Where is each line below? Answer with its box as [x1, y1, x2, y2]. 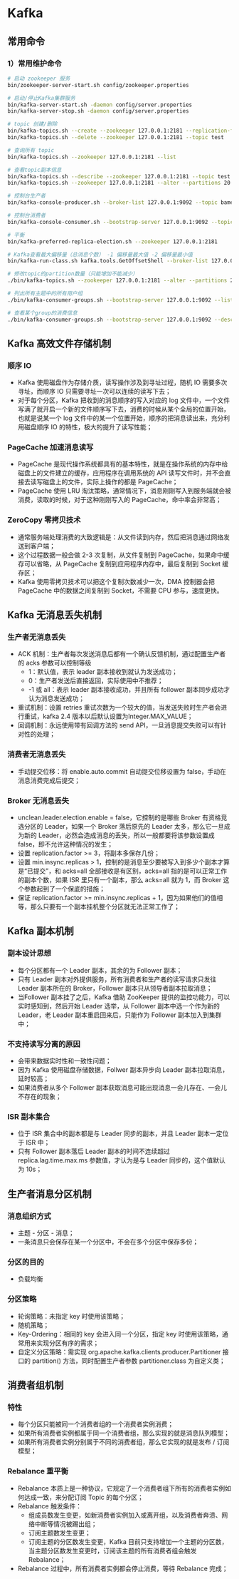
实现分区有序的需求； [36, 1339, 100, 1347]
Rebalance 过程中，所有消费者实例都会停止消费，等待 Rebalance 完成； [17, 1564, 229, 1573]
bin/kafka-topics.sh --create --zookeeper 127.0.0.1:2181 [7, 127, 183, 135]
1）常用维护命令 [7, 58, 62, 68]
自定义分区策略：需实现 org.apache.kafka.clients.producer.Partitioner [17, 1347, 221, 1356]
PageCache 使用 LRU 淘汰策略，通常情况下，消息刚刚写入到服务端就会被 [17, 486, 232, 495]
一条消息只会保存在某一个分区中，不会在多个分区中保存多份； [17, 1237, 199, 1246]
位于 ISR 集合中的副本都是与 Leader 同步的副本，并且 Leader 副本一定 [17, 1129, 223, 1138]
